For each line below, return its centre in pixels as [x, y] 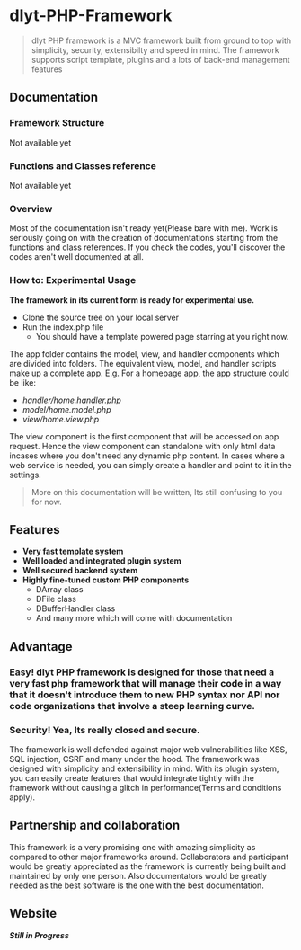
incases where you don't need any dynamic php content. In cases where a [147, 456]
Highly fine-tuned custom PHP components [106, 580]
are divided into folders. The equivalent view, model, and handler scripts [143, 363]
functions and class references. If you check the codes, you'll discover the [147, 247]
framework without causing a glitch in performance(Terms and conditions [146, 787]
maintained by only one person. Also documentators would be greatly [138, 875]
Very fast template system [73, 551]
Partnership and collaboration [95, 826]
